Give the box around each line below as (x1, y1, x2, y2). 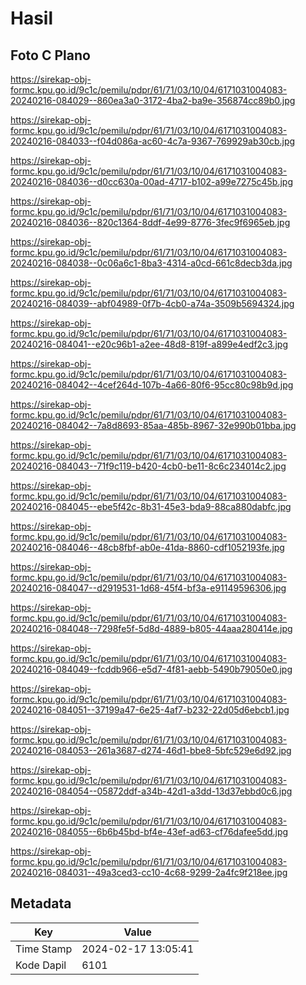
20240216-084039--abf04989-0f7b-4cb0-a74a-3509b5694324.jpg (10, 298, 295, 309)
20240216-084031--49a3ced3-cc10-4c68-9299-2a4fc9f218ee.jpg (10, 867, 288, 878)
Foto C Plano (10, 47, 91, 64)
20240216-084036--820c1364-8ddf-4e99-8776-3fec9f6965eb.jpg (10, 217, 291, 228)
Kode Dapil (15, 958, 67, 972)
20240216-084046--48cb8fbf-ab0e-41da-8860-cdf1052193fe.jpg (10, 542, 285, 553)
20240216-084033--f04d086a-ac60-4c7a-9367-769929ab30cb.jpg (10, 135, 296, 147)
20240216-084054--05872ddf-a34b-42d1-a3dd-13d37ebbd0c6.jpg (10, 785, 293, 797)
